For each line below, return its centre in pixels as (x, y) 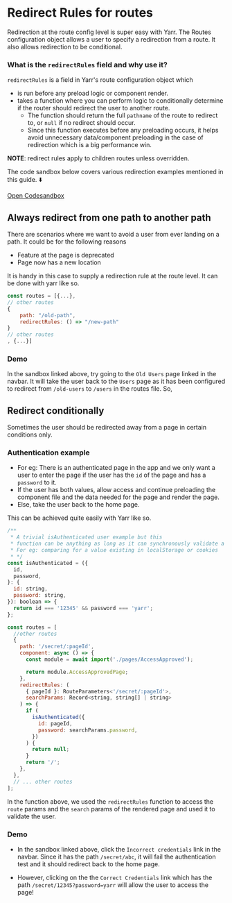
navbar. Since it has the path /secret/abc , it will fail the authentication (116, 856)
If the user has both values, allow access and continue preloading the (116, 490)
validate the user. (32, 816)
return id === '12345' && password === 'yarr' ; (83, 608)
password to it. (37, 482)
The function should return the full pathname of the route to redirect (123, 115)
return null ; (51, 750)
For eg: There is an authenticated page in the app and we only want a (116, 468)
